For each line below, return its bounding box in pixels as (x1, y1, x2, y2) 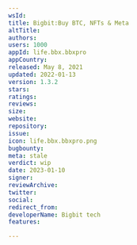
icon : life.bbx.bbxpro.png (8, 136, 97, 145)
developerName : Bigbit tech (8, 211, 101, 219)
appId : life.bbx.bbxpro (8, 48, 87, 56)
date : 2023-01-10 (8, 167, 66, 174)
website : (8, 115, 37, 123)
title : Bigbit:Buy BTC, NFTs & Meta (8, 19, 129, 27)
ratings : (8, 93, 37, 101)
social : (8, 196, 34, 204)
